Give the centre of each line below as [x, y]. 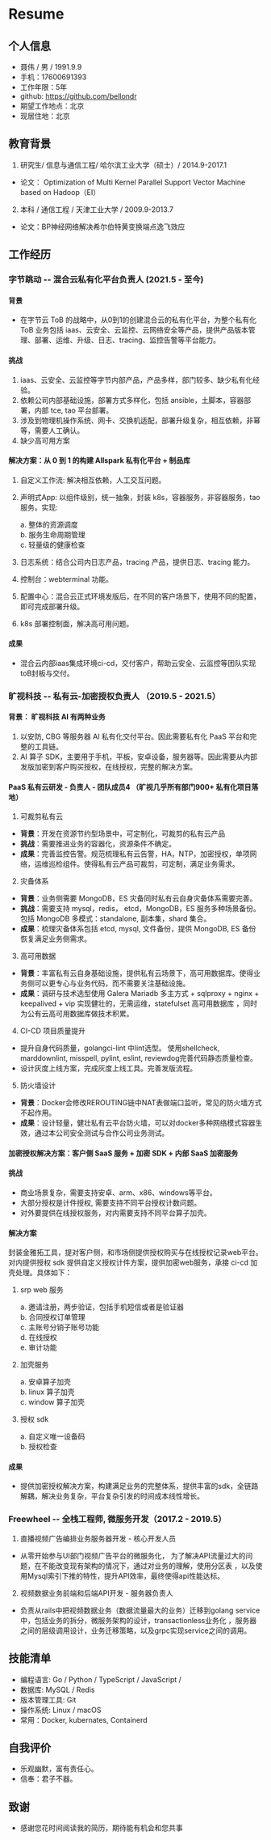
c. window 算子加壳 [52, 1402]
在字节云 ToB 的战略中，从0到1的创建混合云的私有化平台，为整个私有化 [138, 320]
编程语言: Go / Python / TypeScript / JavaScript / [100, 1679]
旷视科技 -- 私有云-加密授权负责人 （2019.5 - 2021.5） [115, 696]
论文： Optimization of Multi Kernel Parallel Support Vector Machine [133, 182]
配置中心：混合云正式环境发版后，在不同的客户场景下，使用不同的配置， [140, 596]
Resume [36, 14]
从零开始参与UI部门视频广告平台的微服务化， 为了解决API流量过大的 [133, 1555]
